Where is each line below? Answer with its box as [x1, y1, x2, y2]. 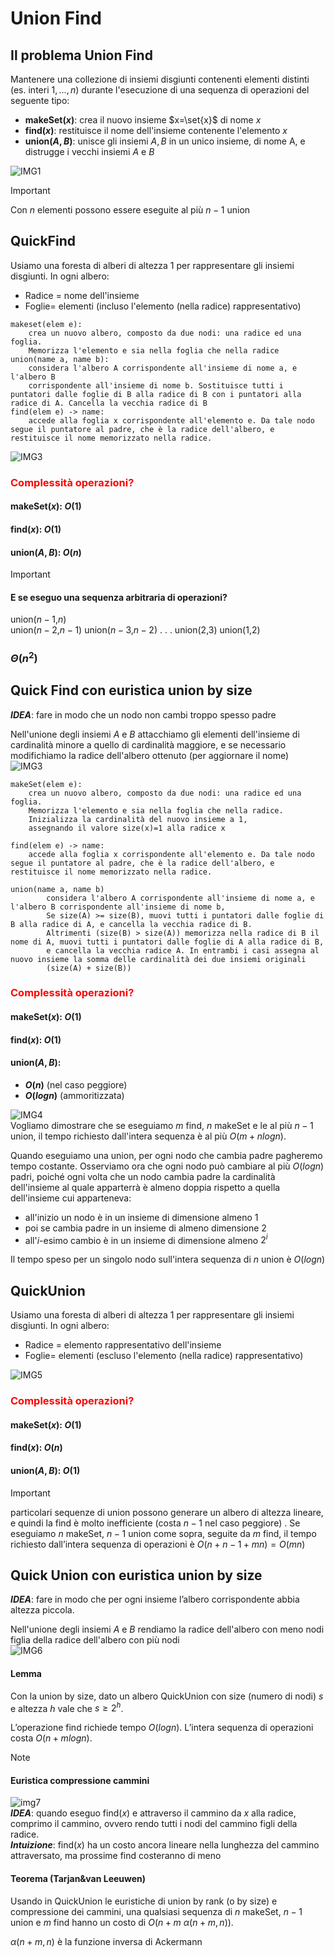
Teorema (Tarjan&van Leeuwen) [10, 1873, 147, 1885]
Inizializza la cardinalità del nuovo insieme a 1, [28, 814, 248, 824]
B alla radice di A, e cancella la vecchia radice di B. [10, 919, 253, 929]
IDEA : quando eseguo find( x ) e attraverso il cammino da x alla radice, [10, 1807, 297, 1819]
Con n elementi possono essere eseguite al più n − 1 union [10, 204, 251, 216]
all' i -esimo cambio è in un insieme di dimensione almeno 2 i [24, 1232, 268, 1246]
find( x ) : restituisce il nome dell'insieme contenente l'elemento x [24, 125, 288, 136]
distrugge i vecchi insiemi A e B [24, 146, 155, 157]
